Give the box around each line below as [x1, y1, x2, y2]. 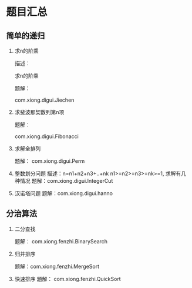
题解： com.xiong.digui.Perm [14, 158, 85, 165]
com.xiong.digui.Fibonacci [14, 133, 79, 140]
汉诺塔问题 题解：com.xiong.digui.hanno [14, 190, 113, 197]
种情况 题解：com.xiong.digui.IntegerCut [14, 178, 113, 184]
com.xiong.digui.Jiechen [14, 96, 75, 103]
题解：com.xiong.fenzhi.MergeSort [14, 263, 100, 270]
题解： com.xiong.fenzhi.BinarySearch [14, 237, 107, 245]
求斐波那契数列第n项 [14, 109, 65, 115]
